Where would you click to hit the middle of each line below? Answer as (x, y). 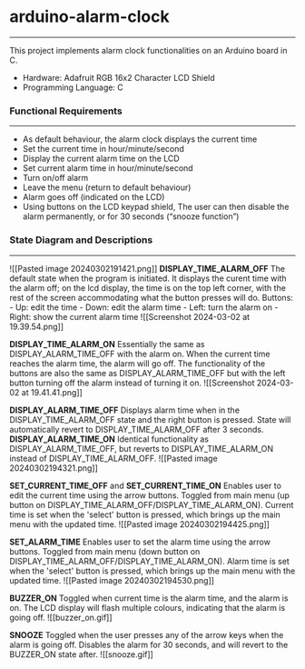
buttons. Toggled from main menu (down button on (105, 551)
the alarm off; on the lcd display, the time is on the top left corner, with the (148, 287)
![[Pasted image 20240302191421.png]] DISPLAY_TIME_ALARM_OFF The (148, 268)
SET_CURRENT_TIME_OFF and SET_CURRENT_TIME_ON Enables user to (145, 485)
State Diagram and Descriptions (81, 240)
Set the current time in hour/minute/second (103, 149)
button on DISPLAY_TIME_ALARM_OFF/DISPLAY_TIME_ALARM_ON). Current (152, 504)
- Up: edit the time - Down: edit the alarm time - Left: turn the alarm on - (144, 307)
